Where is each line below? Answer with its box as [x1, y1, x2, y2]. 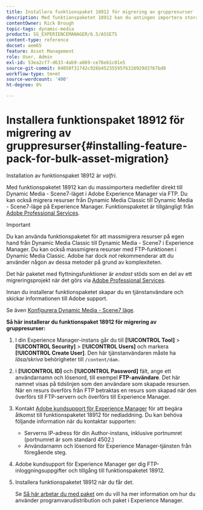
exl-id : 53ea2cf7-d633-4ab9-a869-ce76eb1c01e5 [6, 59, 126, 65]
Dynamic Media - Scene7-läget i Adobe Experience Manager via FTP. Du [6, 190, 188, 197]
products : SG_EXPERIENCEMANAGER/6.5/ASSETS [6, 31, 118, 38]
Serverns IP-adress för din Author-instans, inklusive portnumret [24, 429, 182, 436]
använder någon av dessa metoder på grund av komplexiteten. [6, 258, 163, 266]
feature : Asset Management [6, 48, 74, 54]
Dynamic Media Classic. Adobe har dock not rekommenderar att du [6, 252, 174, 259]
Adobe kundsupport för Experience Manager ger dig [14, 460, 146, 468]
